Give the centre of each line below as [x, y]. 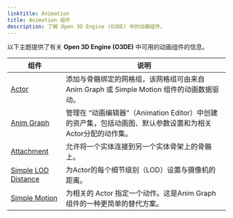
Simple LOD [30, 170]
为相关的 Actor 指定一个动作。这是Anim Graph [141, 193]
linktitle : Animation [38, 13]
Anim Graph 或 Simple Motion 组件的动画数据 [139, 89]
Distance [25, 179]
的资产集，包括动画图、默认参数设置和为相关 [139, 123]
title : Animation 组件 [39, 20]
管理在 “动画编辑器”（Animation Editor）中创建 [142, 113]
